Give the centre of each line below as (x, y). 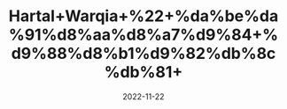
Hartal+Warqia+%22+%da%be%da (143, 16)
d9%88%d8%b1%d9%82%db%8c (143, 54)
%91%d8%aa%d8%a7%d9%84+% (143, 35)
